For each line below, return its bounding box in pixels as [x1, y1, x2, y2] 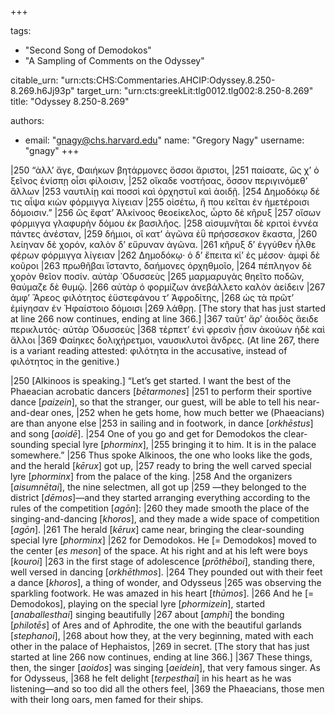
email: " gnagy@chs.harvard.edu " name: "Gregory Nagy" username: [24, 134, 305, 146]
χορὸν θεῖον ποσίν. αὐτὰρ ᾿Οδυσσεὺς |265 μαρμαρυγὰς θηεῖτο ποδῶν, [10, 271, 305, 282]
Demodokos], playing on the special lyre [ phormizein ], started [10, 598, 265, 610]
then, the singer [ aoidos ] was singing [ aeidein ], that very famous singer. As [10, 662, 321, 673]
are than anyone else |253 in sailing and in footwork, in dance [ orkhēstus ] [10, 417, 314, 429]
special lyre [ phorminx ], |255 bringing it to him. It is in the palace [51, 439, 317, 450]
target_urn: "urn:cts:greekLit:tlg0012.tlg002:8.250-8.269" [76, 85, 314, 96]
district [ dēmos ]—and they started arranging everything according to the [10, 492, 311, 503]
